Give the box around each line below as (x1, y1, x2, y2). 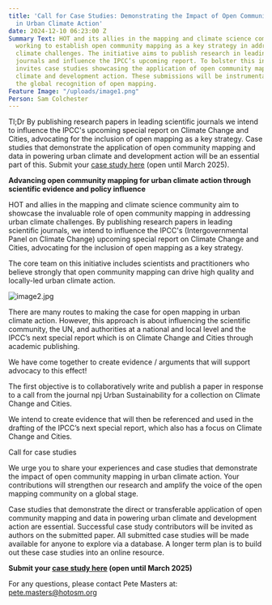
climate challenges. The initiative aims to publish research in (15, 49, 241, 58)
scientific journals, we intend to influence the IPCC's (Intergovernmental (8, 226, 249, 236)
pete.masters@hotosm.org (8, 588, 97, 598)
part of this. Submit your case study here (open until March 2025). (8, 160, 230, 170)
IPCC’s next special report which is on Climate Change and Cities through (8, 333, 253, 343)
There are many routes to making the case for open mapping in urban (8, 307, 240, 317)
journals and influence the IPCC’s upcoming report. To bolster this (15, 58, 255, 66)
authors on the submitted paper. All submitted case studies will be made (8, 530, 249, 540)
